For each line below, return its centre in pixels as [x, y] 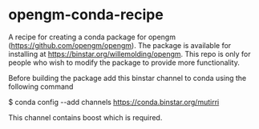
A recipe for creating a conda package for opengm [92, 37]
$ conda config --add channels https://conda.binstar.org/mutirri [114, 102]
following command [41, 87]
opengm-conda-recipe [86, 15]
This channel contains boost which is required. [85, 117]
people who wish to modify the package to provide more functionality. [124, 62]
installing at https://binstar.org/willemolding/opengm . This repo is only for [129, 54]
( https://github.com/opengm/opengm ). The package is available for [120, 45]
